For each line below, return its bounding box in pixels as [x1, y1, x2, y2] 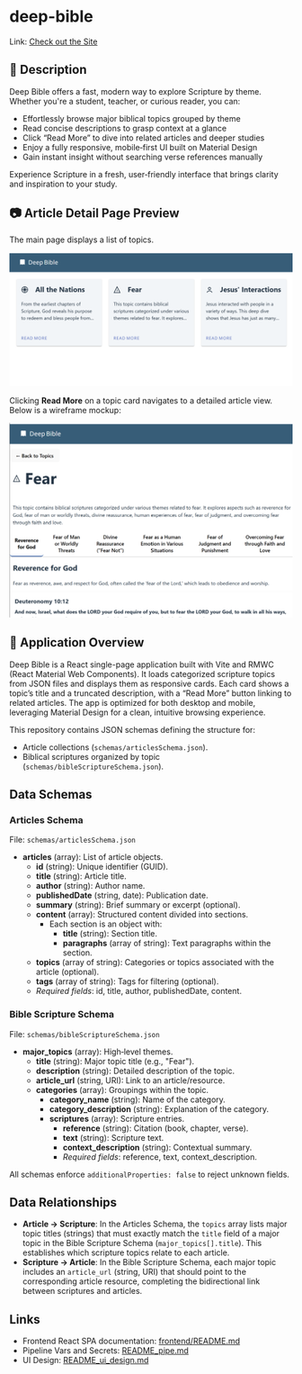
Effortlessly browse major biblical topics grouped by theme [22, 113, 241, 123]
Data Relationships [9, 1195, 118, 1210]
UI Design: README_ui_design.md [22, 1355, 149, 1366]
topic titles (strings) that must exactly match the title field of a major [22, 1228, 280, 1239]
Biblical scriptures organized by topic [22, 751, 160, 762]
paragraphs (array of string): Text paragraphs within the [62, 938, 271, 949]
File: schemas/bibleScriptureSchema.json [9, 1028, 160, 1039]
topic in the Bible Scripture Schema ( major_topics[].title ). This [22, 1238, 262, 1249]
